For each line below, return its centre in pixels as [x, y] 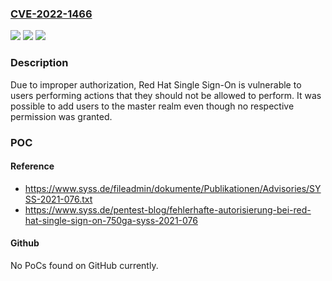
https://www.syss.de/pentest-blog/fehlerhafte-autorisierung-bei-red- [168, 209]
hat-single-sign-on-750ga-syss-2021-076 [111, 220]
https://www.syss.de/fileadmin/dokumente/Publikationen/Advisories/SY [173, 188]
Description [39, 63]
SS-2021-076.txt [58, 199]
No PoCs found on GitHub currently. [84, 265]
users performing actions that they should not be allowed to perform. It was [166, 95]
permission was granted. [61, 116]
